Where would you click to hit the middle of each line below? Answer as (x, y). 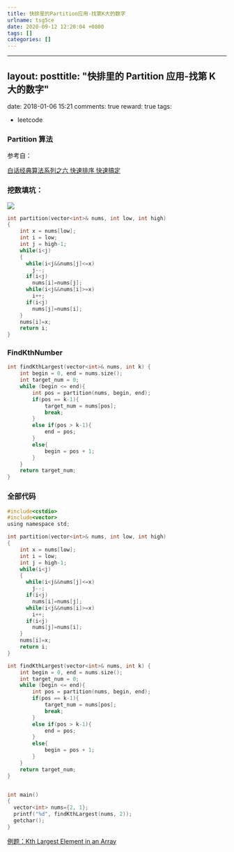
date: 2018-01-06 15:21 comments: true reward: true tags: (89, 106)
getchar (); (29, 821)
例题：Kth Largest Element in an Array (62, 841)
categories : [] (29, 40)
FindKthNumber (35, 353)
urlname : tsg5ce (31, 20)
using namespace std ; (39, 524)
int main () (23, 795)
